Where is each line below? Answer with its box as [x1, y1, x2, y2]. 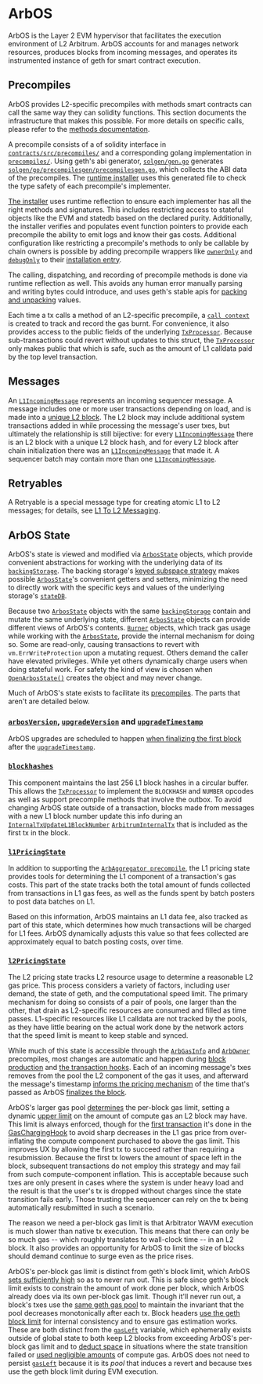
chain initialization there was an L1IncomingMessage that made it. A [8, 445, 220, 455]
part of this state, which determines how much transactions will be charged [8, 920, 252, 930]
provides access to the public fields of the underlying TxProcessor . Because [8, 327, 253, 336]
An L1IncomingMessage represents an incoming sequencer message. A [8, 396, 233, 405]
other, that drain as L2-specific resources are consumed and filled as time [8, 1006, 247, 1015]
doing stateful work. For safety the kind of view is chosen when [8, 665, 213, 674]
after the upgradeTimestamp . [8, 743, 95, 752]
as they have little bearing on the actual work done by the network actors [8, 1022, 244, 1032]
